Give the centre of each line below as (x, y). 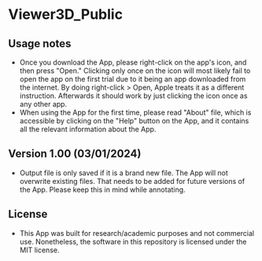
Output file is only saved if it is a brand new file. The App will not (124, 173)
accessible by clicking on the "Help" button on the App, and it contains (134, 121)
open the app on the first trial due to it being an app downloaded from (133, 79)
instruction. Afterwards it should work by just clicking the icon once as (133, 96)
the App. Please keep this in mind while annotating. (103, 189)
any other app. (43, 104)
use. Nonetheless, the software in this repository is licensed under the (133, 241)
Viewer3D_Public (66, 15)
